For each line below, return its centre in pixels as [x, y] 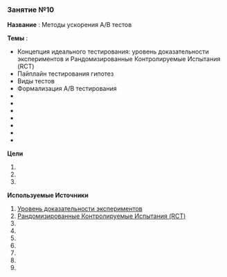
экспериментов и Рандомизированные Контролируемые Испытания [119, 59]
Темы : [18, 38]
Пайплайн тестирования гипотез [65, 74]
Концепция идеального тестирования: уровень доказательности [113, 52]
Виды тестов [36, 81]
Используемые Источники [48, 195]
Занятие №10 [31, 10]
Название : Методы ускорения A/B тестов [70, 25]
